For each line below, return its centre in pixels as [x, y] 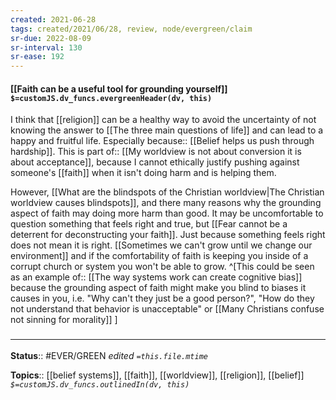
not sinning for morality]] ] [64, 320]
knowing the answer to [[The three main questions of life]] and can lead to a [167, 130]
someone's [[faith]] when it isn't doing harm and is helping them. [143, 173]
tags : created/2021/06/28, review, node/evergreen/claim [131, 29]
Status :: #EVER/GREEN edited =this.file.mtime [109, 355]
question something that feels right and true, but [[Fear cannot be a [149, 224]
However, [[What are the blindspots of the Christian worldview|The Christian [167, 192]
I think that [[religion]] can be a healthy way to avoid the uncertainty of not [163, 120]
